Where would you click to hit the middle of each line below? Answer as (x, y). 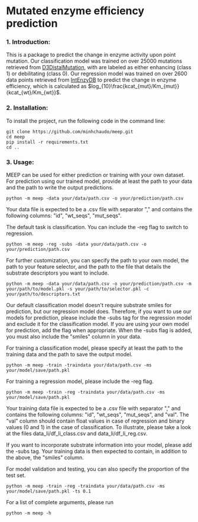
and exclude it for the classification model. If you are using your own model (98, 324)
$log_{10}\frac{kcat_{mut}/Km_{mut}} (134, 86)
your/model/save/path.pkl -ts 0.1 (49, 492)
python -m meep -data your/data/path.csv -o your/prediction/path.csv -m (99, 284)
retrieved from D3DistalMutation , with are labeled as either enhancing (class (99, 67)
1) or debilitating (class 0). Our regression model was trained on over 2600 (97, 74)
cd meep (16, 137)
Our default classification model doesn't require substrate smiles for (89, 305)
